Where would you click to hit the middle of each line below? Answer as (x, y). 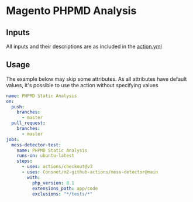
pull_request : (28, 123)
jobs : (13, 139)
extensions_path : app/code (65, 189)
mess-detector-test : (36, 145)
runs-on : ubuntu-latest (46, 156)
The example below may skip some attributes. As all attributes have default (96, 79)
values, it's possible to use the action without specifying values (82, 85)
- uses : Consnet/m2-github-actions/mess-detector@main (90, 172)
